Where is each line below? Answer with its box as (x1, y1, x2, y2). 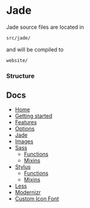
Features (14, 119, 37, 126)
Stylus (14, 163, 31, 171)
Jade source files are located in (6, 23, 84, 31)
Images (14, 138, 34, 145)
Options (14, 125, 35, 132)
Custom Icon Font (14, 195, 59, 203)
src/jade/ (6, 35, 31, 41)
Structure (6, 71, 35, 80)
